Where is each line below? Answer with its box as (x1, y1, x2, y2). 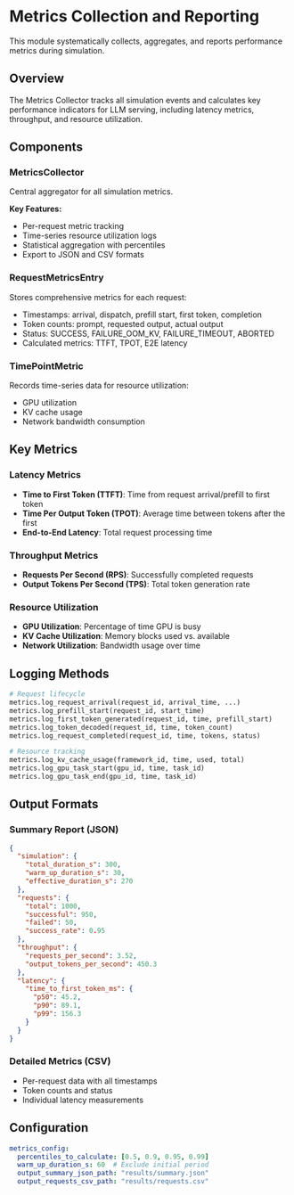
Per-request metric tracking (21, 221, 125, 232)
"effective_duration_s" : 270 (25, 877, 134, 886)
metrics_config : (9, 1143, 69, 1153)
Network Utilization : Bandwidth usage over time (21, 640, 200, 651)
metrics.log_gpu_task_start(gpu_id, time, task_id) (9, 764, 205, 773)
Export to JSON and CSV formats (21, 250, 144, 260)
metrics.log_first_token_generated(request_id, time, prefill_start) (9, 715, 274, 724)
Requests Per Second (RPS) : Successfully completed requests (21, 569, 254, 580)
